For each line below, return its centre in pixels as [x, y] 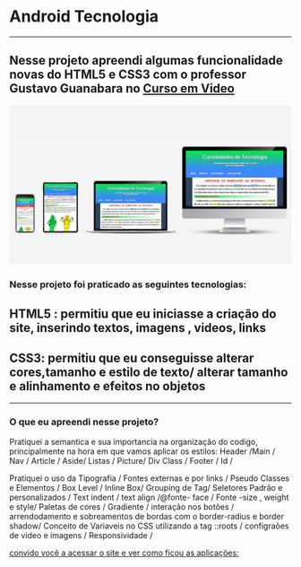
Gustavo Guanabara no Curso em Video [122, 88]
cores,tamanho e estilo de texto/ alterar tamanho [149, 372]
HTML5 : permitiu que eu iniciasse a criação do [143, 314]
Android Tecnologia [84, 17]
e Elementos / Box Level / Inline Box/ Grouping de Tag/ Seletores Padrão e [146, 487]
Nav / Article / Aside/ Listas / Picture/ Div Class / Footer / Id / [121, 460]
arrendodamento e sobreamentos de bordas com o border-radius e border [147, 516]
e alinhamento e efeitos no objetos [107, 386]
